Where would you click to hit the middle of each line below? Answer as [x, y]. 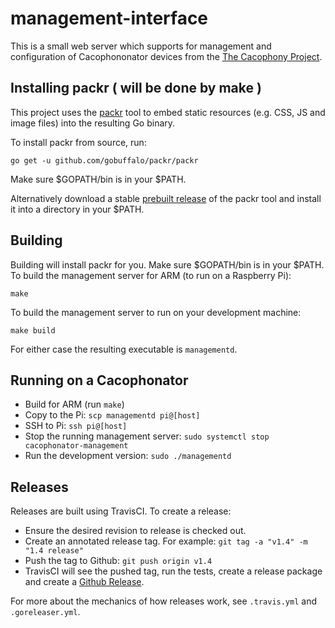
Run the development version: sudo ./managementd [128, 456]
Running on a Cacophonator [99, 380]
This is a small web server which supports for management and [141, 46]
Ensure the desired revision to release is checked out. [135, 531]
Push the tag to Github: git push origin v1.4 [118, 561]
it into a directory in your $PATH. [77, 209]
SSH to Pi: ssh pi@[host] [76, 426]
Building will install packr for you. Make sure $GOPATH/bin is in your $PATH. [167, 264]
